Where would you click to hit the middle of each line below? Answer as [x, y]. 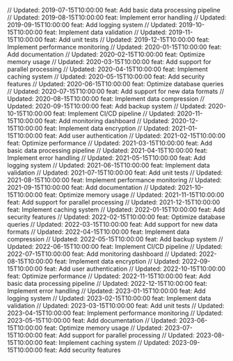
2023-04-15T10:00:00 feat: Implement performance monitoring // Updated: [115, 313]
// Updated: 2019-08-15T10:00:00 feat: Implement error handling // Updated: [117, 17]
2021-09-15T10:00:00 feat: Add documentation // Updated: [92, 187]
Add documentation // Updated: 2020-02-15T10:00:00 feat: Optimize [106, 54]
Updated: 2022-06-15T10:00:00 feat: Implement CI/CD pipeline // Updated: [115, 247]
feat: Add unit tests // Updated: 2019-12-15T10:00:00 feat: [127, 40]
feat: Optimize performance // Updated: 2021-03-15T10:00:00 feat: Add [110, 143]
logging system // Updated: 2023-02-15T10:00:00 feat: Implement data [109, 298]
